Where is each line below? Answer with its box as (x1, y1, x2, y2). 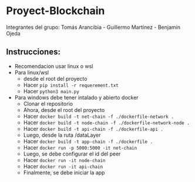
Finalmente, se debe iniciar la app (23, 169, 105, 176)
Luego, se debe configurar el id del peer (23, 150, 121, 157)
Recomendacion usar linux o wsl (14, 62, 93, 70)
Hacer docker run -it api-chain (23, 163, 103, 170)
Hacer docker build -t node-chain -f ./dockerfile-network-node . (23, 119, 190, 126)
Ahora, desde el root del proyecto (23, 106, 105, 113)
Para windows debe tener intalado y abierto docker (14, 94, 139, 101)
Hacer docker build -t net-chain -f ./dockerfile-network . (23, 112, 174, 120)
